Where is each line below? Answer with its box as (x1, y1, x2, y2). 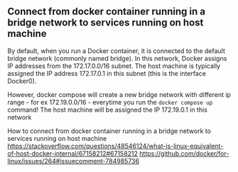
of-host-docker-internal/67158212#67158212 (7, 149, 139, 158)
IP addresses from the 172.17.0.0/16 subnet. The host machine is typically (7, 62, 221, 70)
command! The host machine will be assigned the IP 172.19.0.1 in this (7, 105, 207, 114)
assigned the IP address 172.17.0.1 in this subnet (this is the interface (7, 69, 207, 77)
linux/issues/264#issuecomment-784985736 (7, 156, 140, 165)
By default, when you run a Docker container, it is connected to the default (7, 46, 225, 55)
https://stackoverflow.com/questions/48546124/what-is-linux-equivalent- (7, 142, 224, 150)
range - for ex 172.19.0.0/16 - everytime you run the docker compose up (7, 98, 213, 106)
